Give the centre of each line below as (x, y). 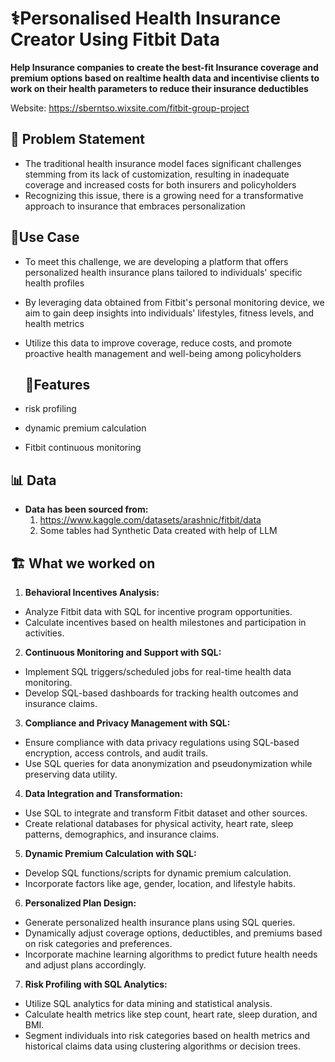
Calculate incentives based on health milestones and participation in (165, 622)
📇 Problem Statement (78, 139)
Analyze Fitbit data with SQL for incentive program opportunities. (158, 611)
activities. (44, 633)
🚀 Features (57, 384)
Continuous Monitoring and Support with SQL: (123, 652)
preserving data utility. (71, 774)
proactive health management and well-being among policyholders (163, 353)
